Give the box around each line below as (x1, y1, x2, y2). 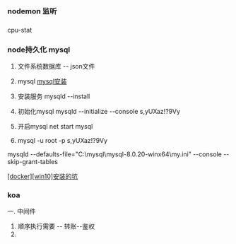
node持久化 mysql (7, 45, 71, 54)
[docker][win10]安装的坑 (7, 172, 78, 181)
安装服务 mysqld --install (17, 92, 90, 100)
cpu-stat (7, 25, 33, 34)
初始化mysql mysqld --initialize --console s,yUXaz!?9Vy (17, 108, 181, 116)
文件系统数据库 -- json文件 (17, 62, 95, 71)
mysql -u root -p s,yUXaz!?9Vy (17, 136, 108, 145)
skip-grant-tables (7, 158, 59, 166)
